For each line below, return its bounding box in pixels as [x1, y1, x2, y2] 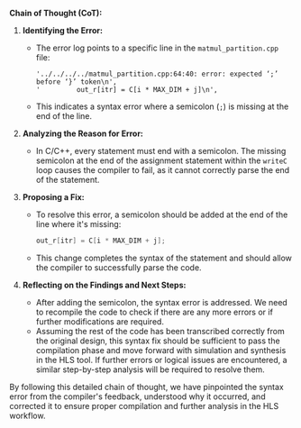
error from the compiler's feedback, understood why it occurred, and [9, 391, 266, 402]
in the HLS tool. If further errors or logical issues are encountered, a [35, 354, 287, 365]
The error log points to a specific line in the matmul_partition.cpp [35, 42, 279, 53]
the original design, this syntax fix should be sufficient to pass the [35, 335, 281, 346]
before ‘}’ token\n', [35, 77, 117, 87]
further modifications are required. [35, 315, 165, 327]
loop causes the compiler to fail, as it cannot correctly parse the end [35, 165, 290, 175]
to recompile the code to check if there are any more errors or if [35, 306, 273, 317]
